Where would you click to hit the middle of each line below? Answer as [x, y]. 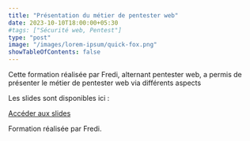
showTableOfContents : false [55, 52]
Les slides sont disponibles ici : [59, 98]
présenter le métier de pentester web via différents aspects [105, 83]
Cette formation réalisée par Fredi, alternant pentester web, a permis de [125, 74]
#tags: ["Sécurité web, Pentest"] [65, 30]
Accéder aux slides [40, 113]
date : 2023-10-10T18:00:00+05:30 [63, 23]
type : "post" [30, 37]
